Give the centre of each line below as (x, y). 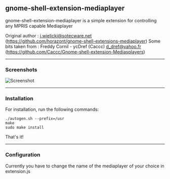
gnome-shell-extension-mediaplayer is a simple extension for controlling (81, 20)
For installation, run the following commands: (52, 109)
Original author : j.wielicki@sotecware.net (49, 35)
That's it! (14, 137)
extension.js (18, 171)
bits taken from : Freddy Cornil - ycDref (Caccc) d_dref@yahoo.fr (73, 46)
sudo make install (25, 128)
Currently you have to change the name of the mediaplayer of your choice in (85, 166)
